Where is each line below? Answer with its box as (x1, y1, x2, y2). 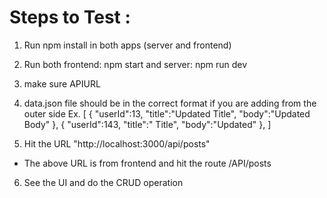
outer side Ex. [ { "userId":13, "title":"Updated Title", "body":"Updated (23, 107, 311, 120)
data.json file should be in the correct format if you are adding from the (23, 97, 317, 109)
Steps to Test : (9, 6, 131, 29)
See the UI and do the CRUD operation (23, 176, 184, 188)
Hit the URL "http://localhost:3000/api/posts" (23, 137, 211, 150)
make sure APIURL (23, 77, 101, 90)
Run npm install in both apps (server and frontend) (23, 39, 232, 51)
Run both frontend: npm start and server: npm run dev (23, 58, 248, 70)
